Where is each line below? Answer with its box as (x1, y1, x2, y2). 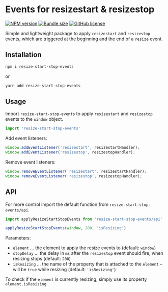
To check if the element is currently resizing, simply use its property (5, 276, 147, 282)
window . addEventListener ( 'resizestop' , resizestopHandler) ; (5, 150, 136, 155)
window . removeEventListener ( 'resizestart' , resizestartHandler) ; (5, 169, 147, 174)
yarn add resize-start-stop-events (5, 83, 81, 88)
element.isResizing (5, 282, 47, 287)
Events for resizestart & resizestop (5, 4, 155, 15)
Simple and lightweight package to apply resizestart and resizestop (5, 30, 150, 36)
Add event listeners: (5, 135, 47, 141)
